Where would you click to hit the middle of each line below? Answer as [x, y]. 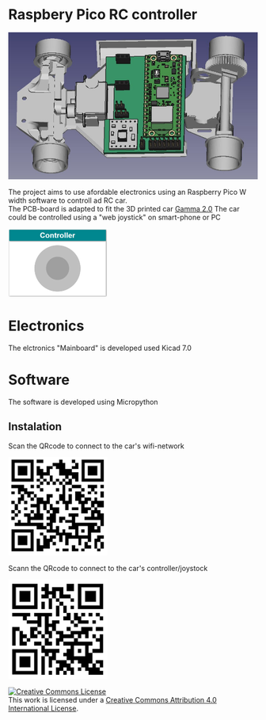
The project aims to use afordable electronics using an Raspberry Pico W [127, 192]
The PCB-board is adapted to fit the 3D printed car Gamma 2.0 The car [124, 209]
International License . [44, 708]
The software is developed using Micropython [83, 402]
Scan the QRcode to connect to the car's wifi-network [96, 446]
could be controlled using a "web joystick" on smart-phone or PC [115, 217]
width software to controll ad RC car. [68, 200]
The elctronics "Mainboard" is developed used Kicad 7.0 [100, 348]
